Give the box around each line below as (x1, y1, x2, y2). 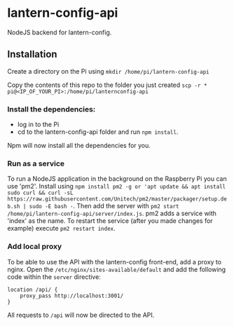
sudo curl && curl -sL (7, 189, 74, 197)
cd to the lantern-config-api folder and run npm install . (17, 128, 179, 136)
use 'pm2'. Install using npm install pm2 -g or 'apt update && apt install (7, 182, 226, 191)
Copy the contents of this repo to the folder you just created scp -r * (7, 81, 207, 89)
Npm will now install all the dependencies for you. (7, 142, 151, 150)
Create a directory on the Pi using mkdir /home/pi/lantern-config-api (7, 67, 209, 75)
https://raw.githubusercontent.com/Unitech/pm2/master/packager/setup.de (7, 196, 228, 203)
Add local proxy (7, 242, 62, 252)
